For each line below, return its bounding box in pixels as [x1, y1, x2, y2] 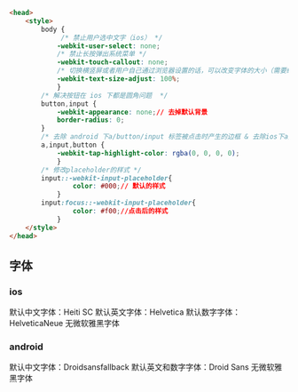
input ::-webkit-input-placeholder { [41, 173, 173, 182]
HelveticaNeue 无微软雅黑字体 [9, 318, 120, 329]
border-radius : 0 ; [56, 116, 125, 124]
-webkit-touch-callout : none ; [56, 58, 169, 67]
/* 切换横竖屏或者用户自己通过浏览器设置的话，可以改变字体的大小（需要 [56, 67, 286, 76]
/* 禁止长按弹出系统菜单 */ [56, 50, 147, 59]
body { [41, 25, 66, 34]
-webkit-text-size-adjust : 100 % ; [56, 75, 180, 84]
